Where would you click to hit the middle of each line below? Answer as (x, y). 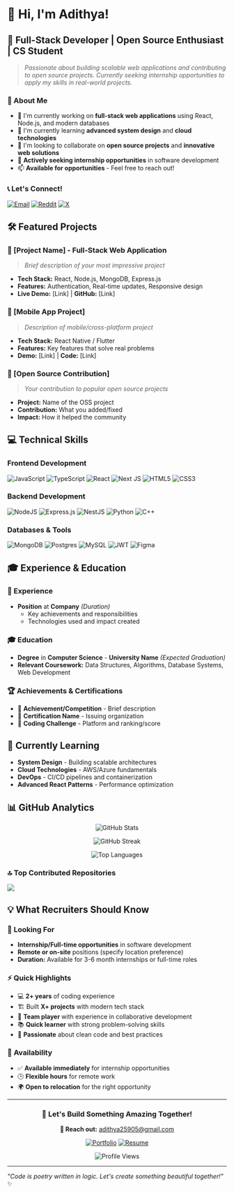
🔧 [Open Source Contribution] (58, 373)
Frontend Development (47, 464)
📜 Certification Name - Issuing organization (80, 716)
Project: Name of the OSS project (65, 402)
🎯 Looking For (31, 929)
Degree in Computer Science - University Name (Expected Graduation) (122, 658)
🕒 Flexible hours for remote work (66, 1076)
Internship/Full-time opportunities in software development (104, 944)
